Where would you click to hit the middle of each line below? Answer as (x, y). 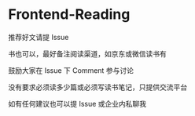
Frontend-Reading (69, 14)
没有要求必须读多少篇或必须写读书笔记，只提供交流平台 (97, 87)
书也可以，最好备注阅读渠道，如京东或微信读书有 (87, 53)
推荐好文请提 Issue (39, 37)
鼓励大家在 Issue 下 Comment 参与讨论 (71, 70)
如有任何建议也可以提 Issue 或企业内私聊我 (77, 103)
